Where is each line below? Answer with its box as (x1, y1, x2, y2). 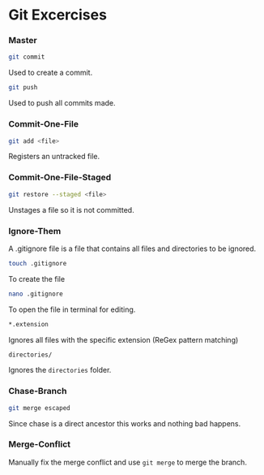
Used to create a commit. (8, 67, 93, 78)
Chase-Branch (8, 386, 67, 397)
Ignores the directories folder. (8, 365, 112, 375)
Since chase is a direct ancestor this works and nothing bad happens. (8, 418, 241, 428)
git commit (8, 53, 45, 62)
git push (8, 84, 38, 92)
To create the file (8, 274, 66, 283)
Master (8, 35, 38, 46)
